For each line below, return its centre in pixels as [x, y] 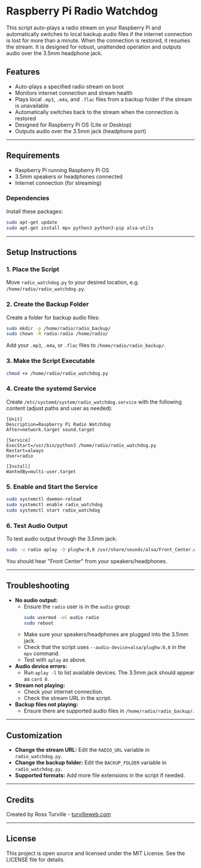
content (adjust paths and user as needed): [59, 408]
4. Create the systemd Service [51, 389]
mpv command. [42, 654]
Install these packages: [35, 211]
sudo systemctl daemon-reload [44, 499]
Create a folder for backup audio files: [53, 317]
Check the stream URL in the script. [68, 698]
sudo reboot [39, 623]
